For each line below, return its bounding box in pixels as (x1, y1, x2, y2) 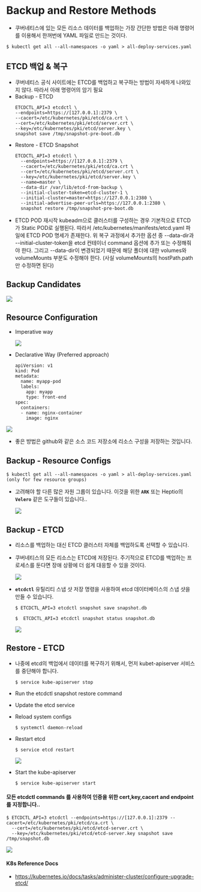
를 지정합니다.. (6, 801, 40, 808)
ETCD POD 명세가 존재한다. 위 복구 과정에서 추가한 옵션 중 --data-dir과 (26, 232, 194, 239)
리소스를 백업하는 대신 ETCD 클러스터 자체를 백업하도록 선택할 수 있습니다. (14, 541, 190, 548)
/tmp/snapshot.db (6, 836, 50, 842)
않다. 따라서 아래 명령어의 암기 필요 (21, 86, 103, 93)
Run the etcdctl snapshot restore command (14, 690, 122, 697)
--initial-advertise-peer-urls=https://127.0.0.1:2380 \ (20, 200, 166, 206)
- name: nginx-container (20, 410, 83, 416)
